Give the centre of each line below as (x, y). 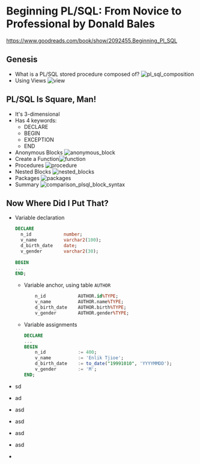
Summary (27, 184)
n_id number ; (52, 234)
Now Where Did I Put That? (58, 203)
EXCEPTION (39, 139)
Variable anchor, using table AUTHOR (67, 285)
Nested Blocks (33, 171)
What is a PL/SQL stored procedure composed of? (77, 74)
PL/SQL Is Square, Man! (51, 100)
